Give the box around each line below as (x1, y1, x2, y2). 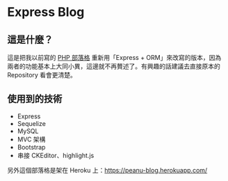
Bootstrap (17, 143, 46, 151)
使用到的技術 (7, 93, 63, 105)
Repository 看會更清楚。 (7, 71, 76, 79)
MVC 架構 (17, 135, 46, 143)
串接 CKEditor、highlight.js (17, 151, 95, 159)
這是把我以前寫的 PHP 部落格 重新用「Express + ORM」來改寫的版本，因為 (7, 54, 222, 61)
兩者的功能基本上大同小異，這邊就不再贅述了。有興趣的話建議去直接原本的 (7, 62, 220, 70)
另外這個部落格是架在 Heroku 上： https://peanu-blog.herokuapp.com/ (7, 166, 208, 174)
